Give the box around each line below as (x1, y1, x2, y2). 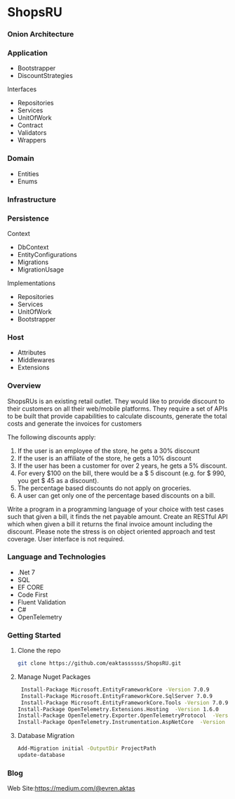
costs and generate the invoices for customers (7, 419, 142, 428)
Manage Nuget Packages (17, 672, 91, 681)
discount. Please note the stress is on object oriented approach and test (7, 527, 215, 536)
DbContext (17, 243, 49, 251)
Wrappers (17, 136, 47, 145)
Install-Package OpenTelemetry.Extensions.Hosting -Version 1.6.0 (17, 706, 219, 713)
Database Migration (17, 732, 75, 740)
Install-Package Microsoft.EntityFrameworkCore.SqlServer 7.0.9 (20, 692, 213, 699)
